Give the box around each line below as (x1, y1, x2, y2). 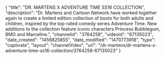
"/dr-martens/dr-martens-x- (98, 42, 157, 48)
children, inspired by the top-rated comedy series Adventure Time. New (5, 20, 157, 26)
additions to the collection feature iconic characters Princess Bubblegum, (5, 26, 160, 32)
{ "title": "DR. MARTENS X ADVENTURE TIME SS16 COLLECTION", (5, 5, 145, 10)
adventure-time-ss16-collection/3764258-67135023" (5, 48, 118, 53)
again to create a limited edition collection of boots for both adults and (5, 15, 154, 21)
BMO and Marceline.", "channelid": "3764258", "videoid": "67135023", (5, 32, 154, 37)
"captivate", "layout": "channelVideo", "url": (5, 42, 97, 48)
